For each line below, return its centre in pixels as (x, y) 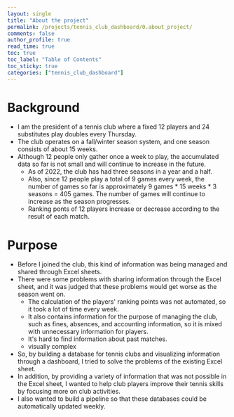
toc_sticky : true (33, 66)
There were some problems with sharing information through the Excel (119, 279)
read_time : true (31, 46)
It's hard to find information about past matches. (98, 339)
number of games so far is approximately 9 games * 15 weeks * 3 (122, 186)
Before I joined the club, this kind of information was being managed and (122, 264)
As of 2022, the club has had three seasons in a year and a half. (120, 172)
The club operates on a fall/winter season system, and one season (113, 142)
